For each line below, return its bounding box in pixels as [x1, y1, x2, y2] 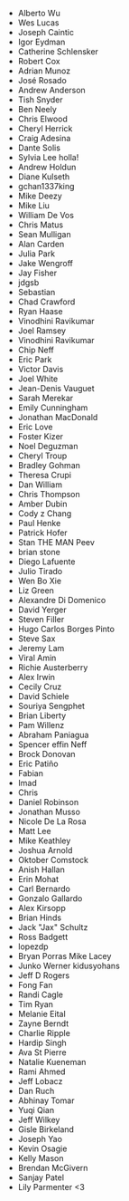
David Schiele [17, 691, 69, 701]
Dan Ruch [17, 1086, 55, 1096]
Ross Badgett [17, 932, 69, 942]
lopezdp [17, 941, 49, 952]
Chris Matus [17, 219, 64, 230]
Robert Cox [17, 56, 60, 66]
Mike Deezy [17, 190, 63, 201]
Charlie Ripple [17, 1028, 70, 1038]
